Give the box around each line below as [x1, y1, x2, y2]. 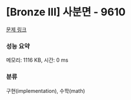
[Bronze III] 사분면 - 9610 [6, 5, 126, 19]
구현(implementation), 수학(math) [6, 87, 85, 94]
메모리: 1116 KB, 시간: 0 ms [6, 56, 69, 64]
